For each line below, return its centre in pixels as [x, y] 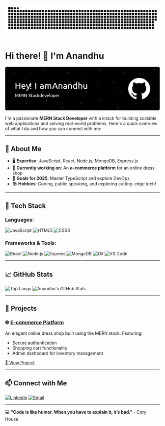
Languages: [20, 220]
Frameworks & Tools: [31, 243]
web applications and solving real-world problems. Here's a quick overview [82, 124]
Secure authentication [35, 343]
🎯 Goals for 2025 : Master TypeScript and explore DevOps [71, 178]
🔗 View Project [20, 363]
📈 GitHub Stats [29, 274]
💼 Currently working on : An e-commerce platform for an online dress [83, 168]
